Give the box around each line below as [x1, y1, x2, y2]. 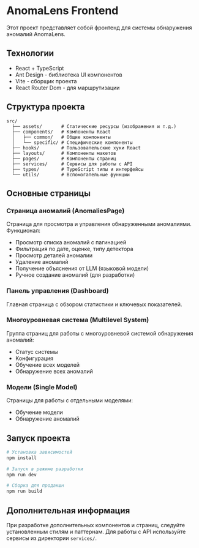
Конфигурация [15, 355, 54, 362]
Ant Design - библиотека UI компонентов [15, 71, 122, 78]
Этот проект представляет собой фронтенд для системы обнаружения [6, 24, 192, 31]
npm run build [6, 488, 43, 495]
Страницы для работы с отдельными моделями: [6, 397, 133, 404]
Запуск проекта [6, 433, 70, 443]
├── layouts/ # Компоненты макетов [12, 150, 116, 156]
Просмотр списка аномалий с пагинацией [15, 239, 127, 246]
